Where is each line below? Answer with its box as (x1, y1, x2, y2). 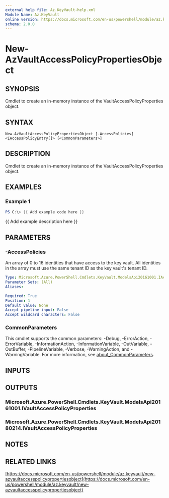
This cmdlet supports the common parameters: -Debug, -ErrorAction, (5, 336, 149, 342)
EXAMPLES (5, 183, 42, 192)
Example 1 (5, 198, 31, 205)
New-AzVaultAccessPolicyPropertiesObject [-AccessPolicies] (5, 132, 134, 137)
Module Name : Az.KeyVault (5, 12, 59, 17)
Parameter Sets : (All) (5, 280, 53, 285)
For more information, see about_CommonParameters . (42, 352, 154, 358)
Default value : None (5, 303, 49, 308)
